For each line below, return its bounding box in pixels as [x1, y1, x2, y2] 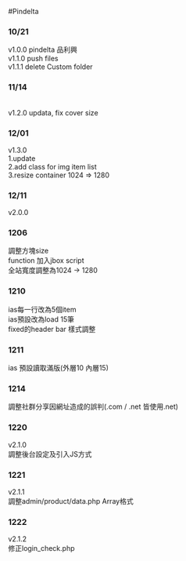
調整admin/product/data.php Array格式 [8, 496, 134, 505]
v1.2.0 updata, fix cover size [8, 107, 99, 117]
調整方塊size [8, 246, 49, 256]
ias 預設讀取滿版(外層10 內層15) [8, 363, 109, 373]
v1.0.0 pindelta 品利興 [8, 45, 78, 54]
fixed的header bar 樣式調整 [8, 324, 96, 333]
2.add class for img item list [8, 162, 97, 171]
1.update [8, 153, 36, 163]
